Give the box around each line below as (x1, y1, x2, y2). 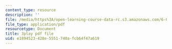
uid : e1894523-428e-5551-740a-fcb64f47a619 (5, 36, 100, 41)
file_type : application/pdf (5, 21, 66, 27)
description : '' (5, 12, 40, 17)
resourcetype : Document (5, 27, 56, 32)
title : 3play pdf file (5, 31, 54, 36)
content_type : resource (5, 7, 56, 13)
